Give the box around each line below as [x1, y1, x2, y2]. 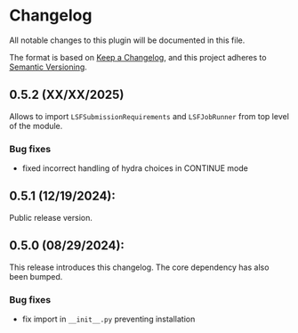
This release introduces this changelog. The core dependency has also [9, 262, 270, 272]
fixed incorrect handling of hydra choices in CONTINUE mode [21, 163, 249, 174]
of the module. [9, 120, 63, 131]
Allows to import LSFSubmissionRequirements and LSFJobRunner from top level [9, 110, 289, 121]
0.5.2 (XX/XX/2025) [9, 87, 125, 102]
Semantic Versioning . [9, 61, 87, 72]
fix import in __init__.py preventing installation [21, 313, 196, 324]
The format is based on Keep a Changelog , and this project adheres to [9, 52, 267, 62]
